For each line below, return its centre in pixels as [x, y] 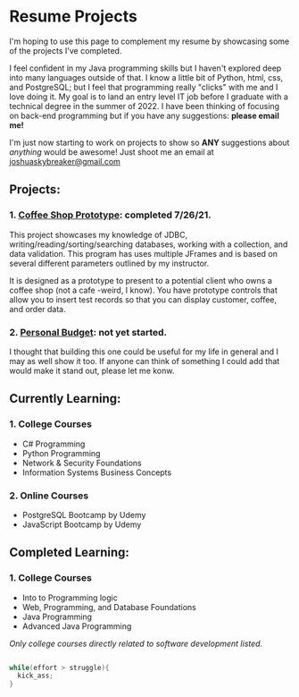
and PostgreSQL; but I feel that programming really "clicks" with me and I [144, 87]
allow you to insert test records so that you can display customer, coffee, [143, 299]
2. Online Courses [49, 496]
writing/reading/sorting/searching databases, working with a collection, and [149, 244]
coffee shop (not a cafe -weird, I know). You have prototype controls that [144, 290]
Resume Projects [74, 17]
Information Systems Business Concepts [97, 472]
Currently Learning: [65, 399]
